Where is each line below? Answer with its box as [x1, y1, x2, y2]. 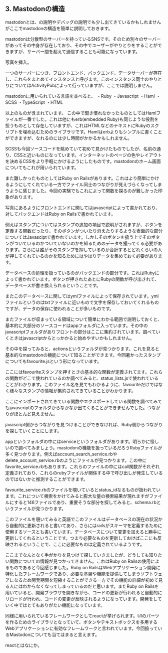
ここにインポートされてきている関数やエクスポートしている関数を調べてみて [5, 398, 162, 404]
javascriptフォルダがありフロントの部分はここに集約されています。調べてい [5, 329, 160, 335]
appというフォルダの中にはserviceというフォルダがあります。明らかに [5, 438, 150, 444]
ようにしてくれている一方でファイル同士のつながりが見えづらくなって [9, 181, 153, 187]
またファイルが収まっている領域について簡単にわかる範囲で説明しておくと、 [5, 316, 162, 322]
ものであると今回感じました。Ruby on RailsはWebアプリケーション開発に [9, 564, 161, 570]
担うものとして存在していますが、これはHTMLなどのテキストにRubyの [5, 122, 150, 128]
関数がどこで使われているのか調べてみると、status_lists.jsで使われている [9, 375, 159, 381]
